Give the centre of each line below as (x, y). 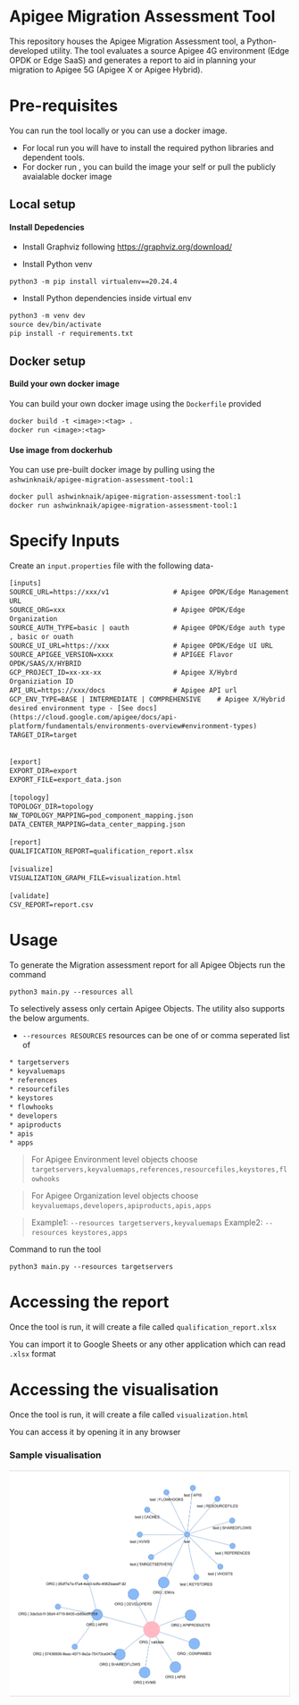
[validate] (29, 896)
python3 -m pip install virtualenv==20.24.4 (93, 282)
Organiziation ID (42, 682)
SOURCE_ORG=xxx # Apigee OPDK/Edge (127, 610)
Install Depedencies (47, 227)
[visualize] (31, 869)
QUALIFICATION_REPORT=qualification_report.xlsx (101, 852)
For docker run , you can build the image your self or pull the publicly (149, 166)
